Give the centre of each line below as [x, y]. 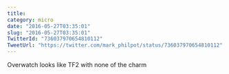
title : [17, 13]
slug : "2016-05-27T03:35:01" [49, 33]
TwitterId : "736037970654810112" [55, 39]
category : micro [30, 20]
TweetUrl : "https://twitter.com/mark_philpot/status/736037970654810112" [115, 45]
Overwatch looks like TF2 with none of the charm [77, 65]
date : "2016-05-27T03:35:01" [49, 26]
